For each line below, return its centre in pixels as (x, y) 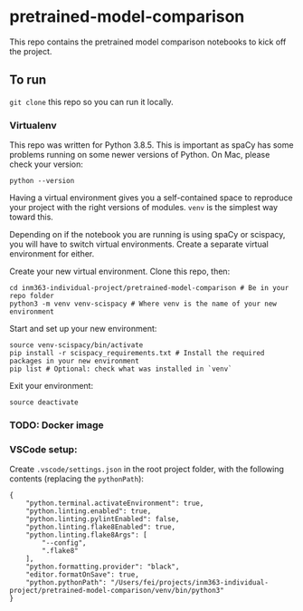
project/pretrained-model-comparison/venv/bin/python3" (117, 591)
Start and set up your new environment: (83, 329)
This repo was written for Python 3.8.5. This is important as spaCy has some (151, 145)
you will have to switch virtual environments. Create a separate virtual (139, 244)
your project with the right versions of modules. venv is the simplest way (144, 208)
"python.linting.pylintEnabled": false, (103, 519)
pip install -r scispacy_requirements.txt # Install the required (137, 354)
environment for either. (52, 254)
